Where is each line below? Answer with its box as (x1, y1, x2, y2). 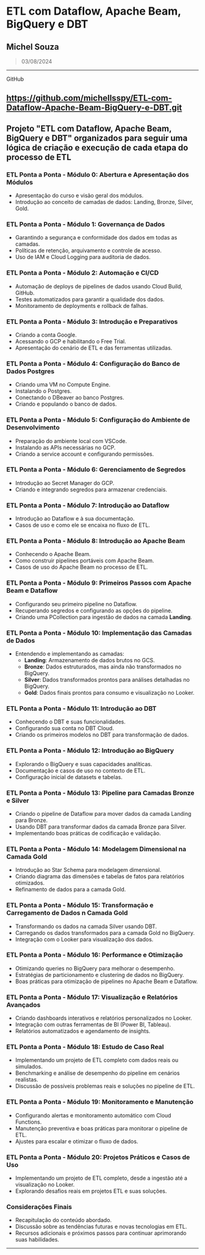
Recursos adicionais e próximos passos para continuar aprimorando (15, 1229, 187, 1237)
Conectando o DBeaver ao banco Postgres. (15, 394, 124, 401)
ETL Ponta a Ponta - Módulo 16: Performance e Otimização (6, 951, 183, 959)
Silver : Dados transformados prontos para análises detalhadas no (24, 676, 190, 684)
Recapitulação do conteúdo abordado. (15, 1217, 112, 1224)
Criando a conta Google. (15, 331, 77, 338)
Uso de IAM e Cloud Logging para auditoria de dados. (15, 254, 151, 261)
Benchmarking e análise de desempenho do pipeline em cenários (15, 1069, 180, 1077)
